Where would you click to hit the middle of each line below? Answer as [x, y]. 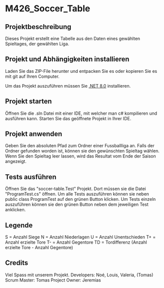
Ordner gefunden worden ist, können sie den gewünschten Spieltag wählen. [82, 151]
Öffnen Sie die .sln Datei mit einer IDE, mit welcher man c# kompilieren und [81, 113]
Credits [17, 263]
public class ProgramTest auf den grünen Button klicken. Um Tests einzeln [81, 199]
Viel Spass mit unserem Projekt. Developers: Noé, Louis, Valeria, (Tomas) [79, 275]
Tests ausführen [31, 177]
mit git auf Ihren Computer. [33, 76]
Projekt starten [29, 101]
